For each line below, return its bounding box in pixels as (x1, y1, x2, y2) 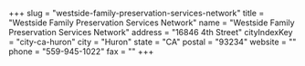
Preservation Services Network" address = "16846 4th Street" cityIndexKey (8, 27, 293, 37)
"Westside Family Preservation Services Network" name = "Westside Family (8, 17, 295, 28)
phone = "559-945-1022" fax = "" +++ (8, 46, 154, 57)
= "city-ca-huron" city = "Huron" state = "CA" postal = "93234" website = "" (8, 36, 297, 47)
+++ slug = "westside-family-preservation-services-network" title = (8, 8, 265, 18)
